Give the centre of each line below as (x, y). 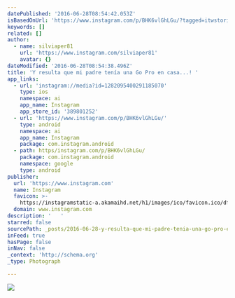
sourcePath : (24, 229)
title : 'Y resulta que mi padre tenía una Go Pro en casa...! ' (103, 72)
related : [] (24, 33)
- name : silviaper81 (43, 46)
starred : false (29, 222)
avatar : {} (36, 60)
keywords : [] (26, 27)
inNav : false (26, 249)
